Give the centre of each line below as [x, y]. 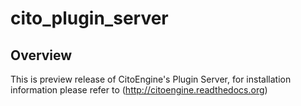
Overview [41, 55]
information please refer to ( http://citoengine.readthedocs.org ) [139, 90]
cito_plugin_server [89, 18]
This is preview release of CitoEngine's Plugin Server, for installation [151, 79]
